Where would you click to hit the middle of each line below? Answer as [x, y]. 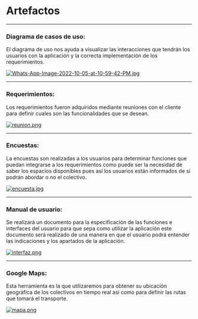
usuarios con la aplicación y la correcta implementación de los [82, 56]
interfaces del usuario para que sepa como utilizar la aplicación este [89, 229]
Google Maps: [27, 274]
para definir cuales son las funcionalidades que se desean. [77, 113]
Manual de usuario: [34, 209]
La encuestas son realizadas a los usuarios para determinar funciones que [97, 158]
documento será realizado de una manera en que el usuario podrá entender [98, 235]
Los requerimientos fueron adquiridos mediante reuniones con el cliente [94, 107]
